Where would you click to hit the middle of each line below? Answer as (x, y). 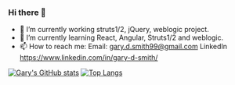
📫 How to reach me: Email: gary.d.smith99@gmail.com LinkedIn (123, 47)
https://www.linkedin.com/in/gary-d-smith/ (89, 58)
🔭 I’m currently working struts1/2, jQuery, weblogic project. (114, 30)
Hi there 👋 (27, 12)
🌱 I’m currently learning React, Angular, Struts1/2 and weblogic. (121, 37)
